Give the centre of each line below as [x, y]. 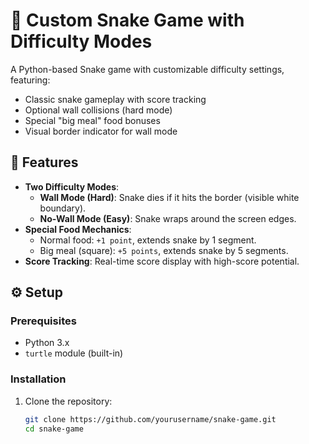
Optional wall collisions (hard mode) [98, 110]
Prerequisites [43, 321]
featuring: [30, 80]
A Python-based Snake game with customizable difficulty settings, [147, 69]
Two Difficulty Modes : [72, 186]
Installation [38, 379]
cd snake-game [54, 429]
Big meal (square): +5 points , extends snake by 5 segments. [164, 250]
